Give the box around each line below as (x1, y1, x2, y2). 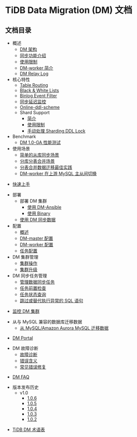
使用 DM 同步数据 (19, 217, 56, 222)
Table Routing (19, 82, 48, 88)
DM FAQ (12, 374, 30, 380)
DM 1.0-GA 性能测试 (19, 140, 61, 145)
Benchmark (12, 134, 36, 140)
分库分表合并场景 (19, 158, 55, 164)
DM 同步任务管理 (12, 273, 47, 279)
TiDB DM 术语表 (12, 427, 46, 433)
